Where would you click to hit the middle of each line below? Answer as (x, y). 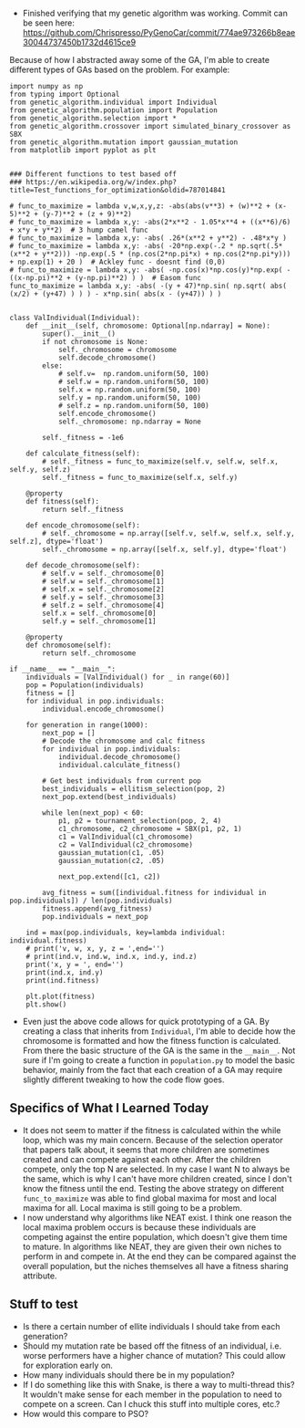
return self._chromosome (89, 653)
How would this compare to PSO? (86, 1413)
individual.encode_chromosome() (104, 709)
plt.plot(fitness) (61, 996)
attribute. (40, 1276)
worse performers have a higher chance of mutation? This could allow (154, 1355)
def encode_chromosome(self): (83, 526)
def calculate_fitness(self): (83, 453)
